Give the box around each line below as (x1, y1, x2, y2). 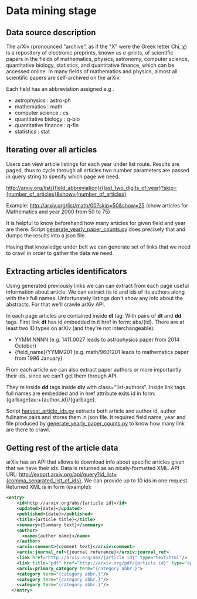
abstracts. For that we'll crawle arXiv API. (6, 301, 106, 308)
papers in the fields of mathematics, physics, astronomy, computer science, (6, 56, 189, 62)
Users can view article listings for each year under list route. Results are (6, 160, 180, 168)
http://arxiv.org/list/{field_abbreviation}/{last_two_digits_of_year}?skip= (6, 184, 178, 191)
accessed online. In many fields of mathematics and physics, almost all (6, 68, 178, 74)
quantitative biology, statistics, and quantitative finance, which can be (6, 62, 175, 69)
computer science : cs (14, 110, 69, 116)
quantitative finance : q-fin (14, 122, 79, 128)
